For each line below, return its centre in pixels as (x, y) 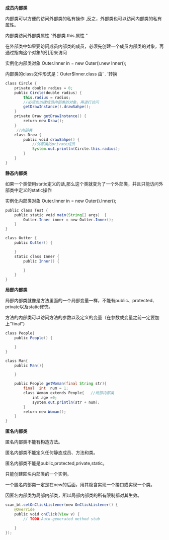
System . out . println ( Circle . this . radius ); (76, 149)
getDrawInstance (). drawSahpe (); (57, 107)
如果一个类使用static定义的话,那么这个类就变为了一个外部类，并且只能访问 (82, 184)
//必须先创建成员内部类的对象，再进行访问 (61, 102)
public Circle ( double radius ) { (48, 93)
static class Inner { (37, 256)
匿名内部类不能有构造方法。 (34, 442)
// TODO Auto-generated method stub (62, 519)
